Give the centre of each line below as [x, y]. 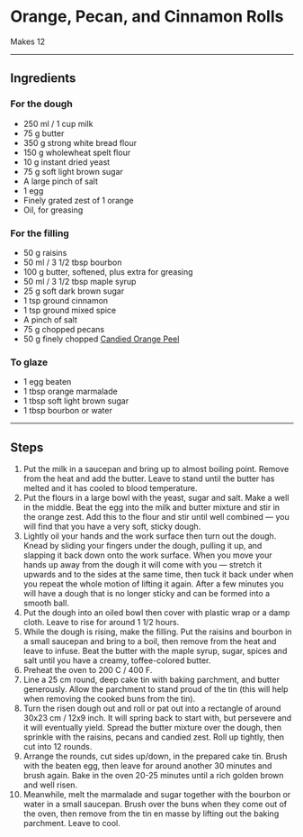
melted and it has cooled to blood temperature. [110, 488]
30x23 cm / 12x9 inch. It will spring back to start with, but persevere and [157, 718]
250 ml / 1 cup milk [58, 123]
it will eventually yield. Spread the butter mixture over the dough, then [152, 728]
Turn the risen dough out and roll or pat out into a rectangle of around [152, 708]
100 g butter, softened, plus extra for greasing [108, 271]
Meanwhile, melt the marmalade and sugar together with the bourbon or [157, 795]
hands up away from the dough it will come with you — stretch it [143, 565]
